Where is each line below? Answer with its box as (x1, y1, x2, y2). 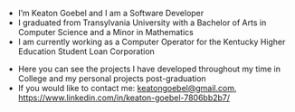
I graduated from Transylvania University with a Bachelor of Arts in (17, 17, 267, 28)
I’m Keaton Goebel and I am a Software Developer (17, 8, 205, 18)
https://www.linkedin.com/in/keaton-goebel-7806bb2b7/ (17, 92, 231, 103)
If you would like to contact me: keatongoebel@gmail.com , (17, 83, 237, 93)
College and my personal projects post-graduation (17, 73, 206, 84)
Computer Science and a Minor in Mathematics (17, 27, 195, 37)
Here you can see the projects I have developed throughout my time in (17, 63, 281, 74)
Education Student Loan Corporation (17, 46, 156, 57)
